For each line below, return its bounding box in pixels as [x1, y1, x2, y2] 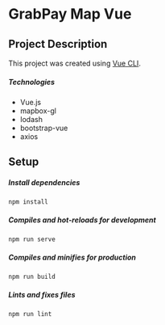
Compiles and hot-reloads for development [8, 215, 157, 225]
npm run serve [8, 235, 56, 243]
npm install [8, 198, 48, 206]
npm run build [8, 272, 56, 281]
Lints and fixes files [8, 289, 76, 299]
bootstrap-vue [19, 123, 68, 133]
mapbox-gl [19, 106, 56, 116]
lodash [19, 114, 43, 124]
